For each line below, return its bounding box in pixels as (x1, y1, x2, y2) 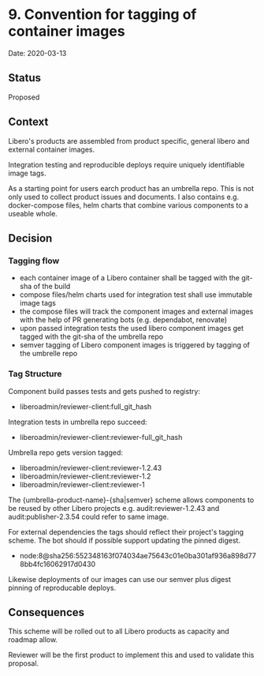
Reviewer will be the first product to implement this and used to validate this (8, 650, 255, 660)
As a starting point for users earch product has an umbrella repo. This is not (8, 183, 255, 193)
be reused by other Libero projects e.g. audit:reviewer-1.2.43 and (8, 503, 220, 513)
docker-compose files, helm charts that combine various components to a (8, 200, 249, 210)
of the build (33, 282, 71, 291)
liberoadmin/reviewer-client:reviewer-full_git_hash (19, 432, 183, 441)
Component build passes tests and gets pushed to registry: (8, 386, 201, 396)
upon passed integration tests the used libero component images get (19, 324, 244, 333)
